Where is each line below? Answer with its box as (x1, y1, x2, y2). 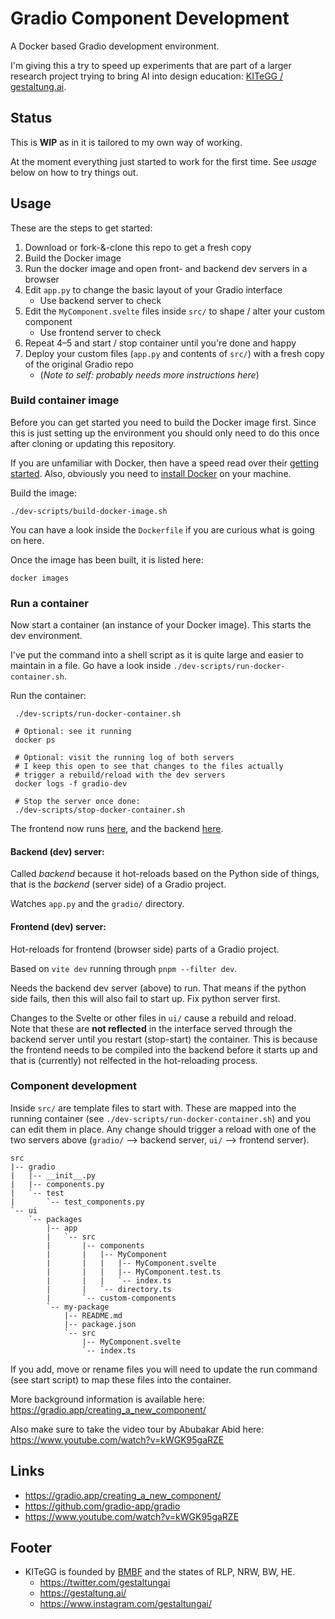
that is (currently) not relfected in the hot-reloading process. (10, 1054, 258, 1066)
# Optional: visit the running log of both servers (14, 753, 235, 763)
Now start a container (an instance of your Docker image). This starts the (10, 619, 312, 631)
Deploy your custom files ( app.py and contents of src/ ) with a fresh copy (24, 347, 325, 359)
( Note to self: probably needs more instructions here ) (39, 368, 260, 381)
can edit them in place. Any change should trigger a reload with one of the (10, 1123, 317, 1135)
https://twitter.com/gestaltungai (39, 1577, 171, 1589)
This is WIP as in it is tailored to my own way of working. (10, 136, 243, 148)
